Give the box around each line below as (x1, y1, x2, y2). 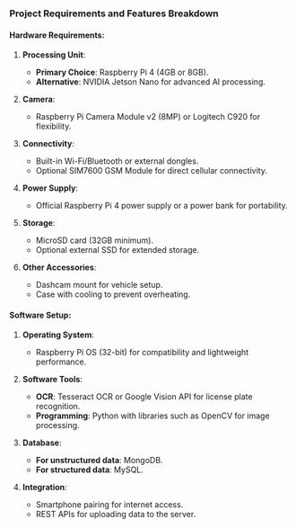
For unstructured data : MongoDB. (35, 455, 163, 466)
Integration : (22, 482, 67, 493)
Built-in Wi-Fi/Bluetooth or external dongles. (35, 156, 199, 166)
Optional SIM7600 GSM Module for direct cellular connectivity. (35, 166, 267, 176)
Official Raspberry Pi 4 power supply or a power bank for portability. (35, 201, 289, 211)
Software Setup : (9, 309, 72, 320)
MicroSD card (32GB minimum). (35, 235, 154, 246)
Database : (22, 437, 62, 448)
